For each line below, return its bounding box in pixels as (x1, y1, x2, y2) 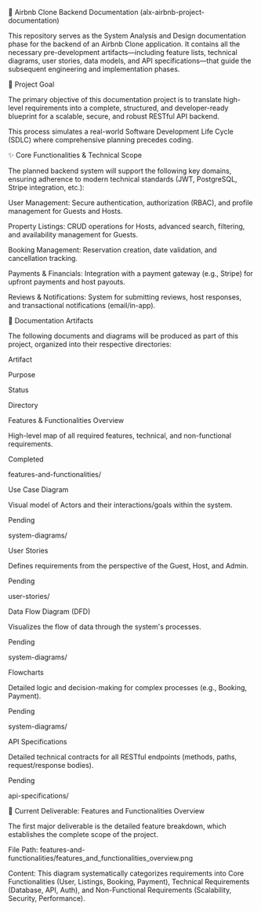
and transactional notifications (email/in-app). (8, 301, 156, 310)
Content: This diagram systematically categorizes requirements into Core (8, 869, 245, 878)
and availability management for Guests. (8, 230, 139, 239)
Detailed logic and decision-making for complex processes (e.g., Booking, (8, 683, 248, 692)
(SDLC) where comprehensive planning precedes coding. (8, 135, 194, 145)
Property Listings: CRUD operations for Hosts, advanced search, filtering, (8, 222, 245, 231)
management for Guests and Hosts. (8, 207, 123, 215)
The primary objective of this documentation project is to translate (8, 95, 222, 104)
